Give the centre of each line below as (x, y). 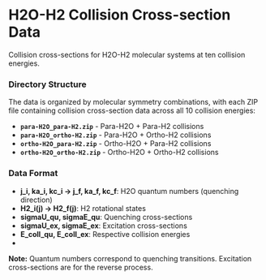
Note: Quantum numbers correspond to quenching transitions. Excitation (130, 258)
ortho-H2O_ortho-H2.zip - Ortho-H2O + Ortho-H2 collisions (119, 153)
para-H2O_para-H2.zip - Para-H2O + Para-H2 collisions (112, 127)
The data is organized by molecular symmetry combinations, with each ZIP (133, 102)
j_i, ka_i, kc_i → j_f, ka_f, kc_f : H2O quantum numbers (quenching (129, 191)
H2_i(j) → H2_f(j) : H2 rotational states (83, 208)
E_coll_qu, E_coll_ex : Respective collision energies (105, 234)
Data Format (33, 174)
